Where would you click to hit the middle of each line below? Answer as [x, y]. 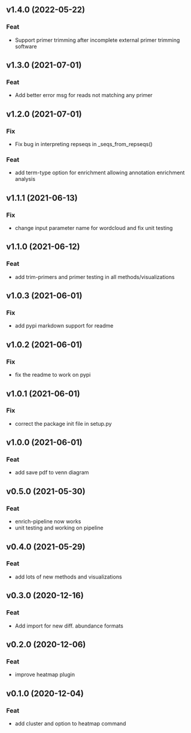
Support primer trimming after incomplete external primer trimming [97, 40]
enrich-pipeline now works [48, 522]
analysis [25, 179]
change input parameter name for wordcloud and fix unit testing [94, 228]
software [26, 46]
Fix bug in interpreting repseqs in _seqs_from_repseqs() [84, 144]
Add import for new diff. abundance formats [69, 626]
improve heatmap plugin [45, 675]
